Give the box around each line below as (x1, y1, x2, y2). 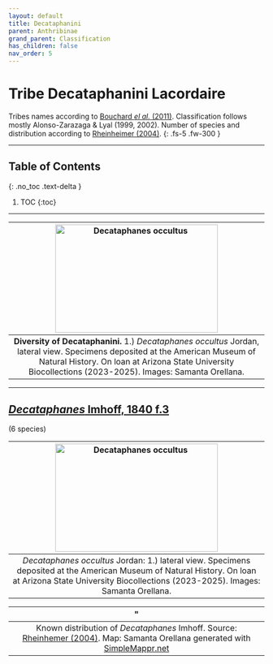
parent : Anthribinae (8, 27, 79, 35)
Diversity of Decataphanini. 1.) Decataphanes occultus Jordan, (13, 336, 260, 347)
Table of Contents (8, 160, 102, 174)
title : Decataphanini (8, 19, 82, 28)
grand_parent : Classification (8, 34, 111, 43)
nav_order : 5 (8, 50, 53, 58)
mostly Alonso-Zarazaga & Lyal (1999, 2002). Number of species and (8, 119, 240, 130)
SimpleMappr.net (103, 643, 170, 654)
